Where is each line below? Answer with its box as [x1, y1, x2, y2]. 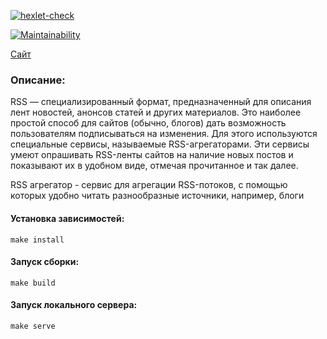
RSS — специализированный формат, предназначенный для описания [10, 96, 312, 108]
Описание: [10, 73, 66, 87]
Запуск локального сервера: [10, 299, 138, 311]
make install [10, 235, 65, 245]
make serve [10, 321, 56, 331]
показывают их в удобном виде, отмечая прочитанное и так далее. [10, 160, 299, 172]
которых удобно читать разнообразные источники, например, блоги [10, 190, 305, 202]
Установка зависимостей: [10, 212, 125, 224]
